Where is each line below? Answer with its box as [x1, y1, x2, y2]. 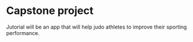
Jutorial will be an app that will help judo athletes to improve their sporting [6, 23, 187, 30]
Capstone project [6, 4, 94, 17]
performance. [6, 29, 40, 36]
